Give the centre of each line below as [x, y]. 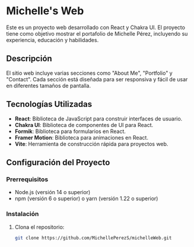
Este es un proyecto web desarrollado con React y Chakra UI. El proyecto [96, 27]
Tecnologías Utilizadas [49, 104]
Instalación [23, 214]
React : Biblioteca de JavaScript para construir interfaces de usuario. [98, 118]
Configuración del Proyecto [58, 162]
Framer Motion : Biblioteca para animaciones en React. [81, 137]
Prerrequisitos [27, 179]
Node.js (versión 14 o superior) [53, 192]
